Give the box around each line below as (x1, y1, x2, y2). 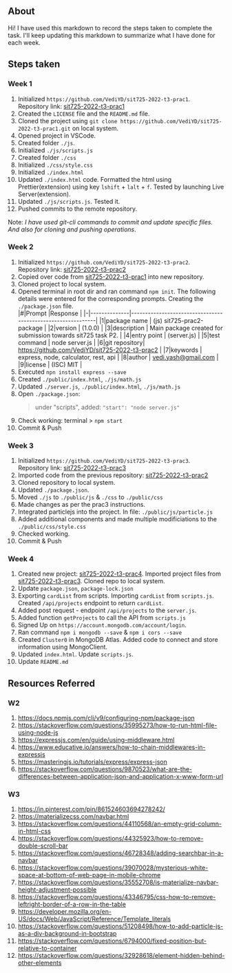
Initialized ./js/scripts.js (17, 146, 94, 154)
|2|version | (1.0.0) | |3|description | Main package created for (48, 324, 223, 332)
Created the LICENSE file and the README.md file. (17, 109, 150, 118)
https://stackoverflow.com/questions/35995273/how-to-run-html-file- (17, 721, 218, 729)
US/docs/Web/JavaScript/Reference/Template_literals (17, 915, 171, 923)
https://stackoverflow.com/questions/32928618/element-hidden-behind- (17, 952, 225, 960)
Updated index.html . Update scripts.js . (17, 650, 134, 658)
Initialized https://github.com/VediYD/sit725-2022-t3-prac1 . (17, 94, 191, 103)
